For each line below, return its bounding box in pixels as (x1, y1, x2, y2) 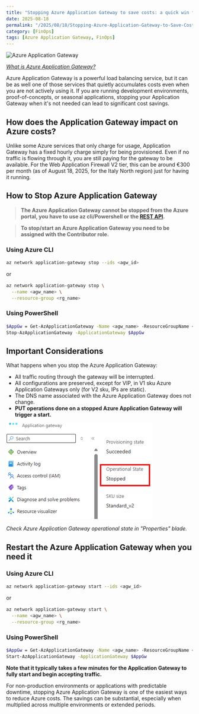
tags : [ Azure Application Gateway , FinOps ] (6, 34, 115, 41)
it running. (6, 173, 31, 180)
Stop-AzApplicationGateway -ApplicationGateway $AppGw (6, 329, 145, 335)
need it (6, 551, 33, 561)
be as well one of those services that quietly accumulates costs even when (6, 81, 190, 88)
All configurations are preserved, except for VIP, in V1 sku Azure (14, 380, 172, 387)
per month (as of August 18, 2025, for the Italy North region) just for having (6, 167, 190, 174)
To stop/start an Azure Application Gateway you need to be (20, 224, 170, 231)
